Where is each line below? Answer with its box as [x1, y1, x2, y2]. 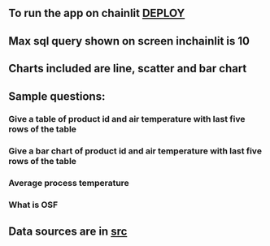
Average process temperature [8, 178, 130, 189]
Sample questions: [8, 89, 106, 103]
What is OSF [8, 199, 59, 210]
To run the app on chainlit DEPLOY [8, 6, 185, 20]
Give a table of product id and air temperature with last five [8, 114, 246, 125]
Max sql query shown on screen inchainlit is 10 [8, 34, 250, 48]
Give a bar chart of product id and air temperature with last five [8, 145, 263, 157]
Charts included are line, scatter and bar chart [8, 62, 247, 76]
